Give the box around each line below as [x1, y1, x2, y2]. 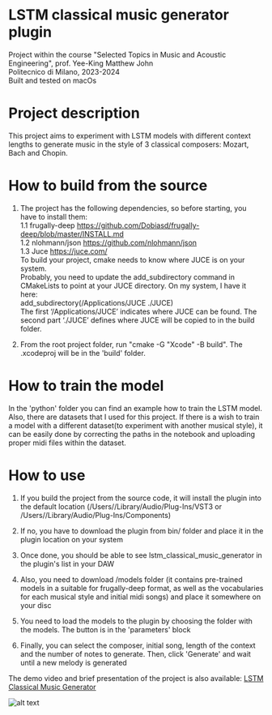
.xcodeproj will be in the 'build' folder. [19, 348, 146, 357]
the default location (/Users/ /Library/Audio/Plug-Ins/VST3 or [19, 501, 223, 512]
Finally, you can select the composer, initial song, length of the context [19, 640, 257, 650]
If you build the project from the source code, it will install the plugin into [19, 493, 261, 503]
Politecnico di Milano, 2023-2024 [8, 66, 120, 76]
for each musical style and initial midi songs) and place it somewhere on [19, 592, 261, 602]
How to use [8, 466, 86, 484]
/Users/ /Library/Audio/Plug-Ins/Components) [19, 510, 172, 520]
